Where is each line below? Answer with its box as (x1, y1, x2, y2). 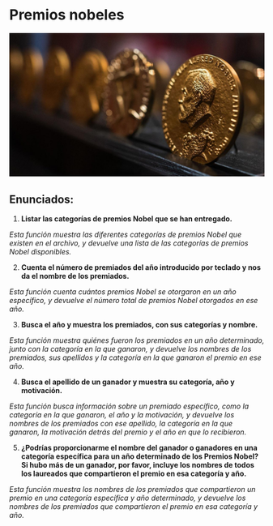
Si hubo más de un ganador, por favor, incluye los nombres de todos (20, 460, 254, 470)
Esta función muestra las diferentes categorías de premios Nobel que (9, 229, 242, 240)
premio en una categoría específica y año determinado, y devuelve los (9, 493, 246, 503)
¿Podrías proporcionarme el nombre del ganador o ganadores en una (20, 443, 258, 453)
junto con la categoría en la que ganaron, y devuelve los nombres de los (9, 344, 252, 354)
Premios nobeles (9, 6, 125, 24)
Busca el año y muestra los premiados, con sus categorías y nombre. (20, 320, 258, 330)
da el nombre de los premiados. (20, 272, 130, 281)
